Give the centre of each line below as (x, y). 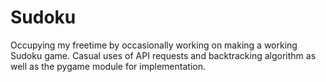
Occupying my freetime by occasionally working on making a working (154, 45)
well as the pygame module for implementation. (108, 66)
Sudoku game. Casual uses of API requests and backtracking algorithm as (163, 55)
